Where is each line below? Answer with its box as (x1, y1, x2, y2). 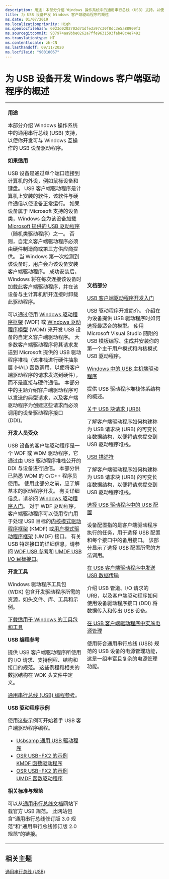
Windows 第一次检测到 (25, 253, 79, 260)
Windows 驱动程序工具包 (8, 581, 67, 588)
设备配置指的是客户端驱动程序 (87, 521, 158, 529)
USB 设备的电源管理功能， (98, 648, 161, 655)
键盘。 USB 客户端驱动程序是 (8, 185, 76, 192)
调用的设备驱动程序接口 (8, 409, 64, 417)
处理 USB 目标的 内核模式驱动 (13, 518, 81, 525)
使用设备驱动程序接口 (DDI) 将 (87, 600, 158, 607)
